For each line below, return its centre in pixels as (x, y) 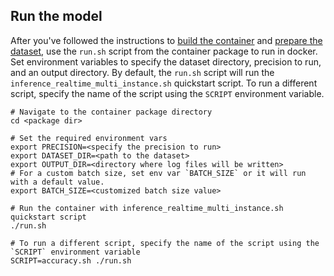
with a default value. (57, 182)
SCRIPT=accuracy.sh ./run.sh (71, 260)
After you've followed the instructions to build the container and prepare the (166, 40)
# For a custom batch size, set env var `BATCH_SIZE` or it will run (158, 173)
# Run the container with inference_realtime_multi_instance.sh (147, 208)
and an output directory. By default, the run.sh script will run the (142, 72)
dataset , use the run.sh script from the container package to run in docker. (164, 51)
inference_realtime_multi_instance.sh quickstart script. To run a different (164, 83)
